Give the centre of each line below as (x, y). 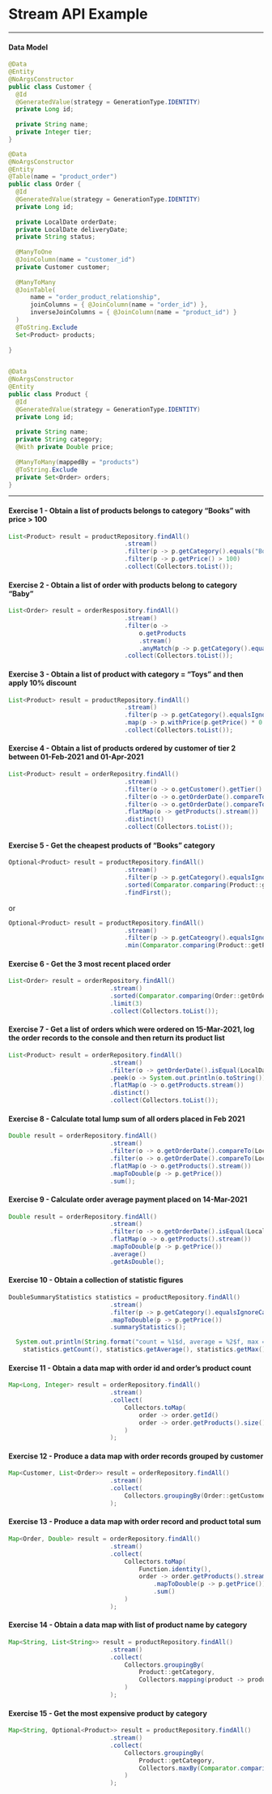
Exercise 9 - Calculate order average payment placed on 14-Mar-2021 (128, 1199)
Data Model (28, 47)
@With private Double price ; (65, 447)
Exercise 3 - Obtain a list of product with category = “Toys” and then (126, 674)
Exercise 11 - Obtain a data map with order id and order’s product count (130, 1368)
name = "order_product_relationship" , (95, 297)
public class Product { (49, 395)
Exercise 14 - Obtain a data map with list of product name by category (128, 1625)
